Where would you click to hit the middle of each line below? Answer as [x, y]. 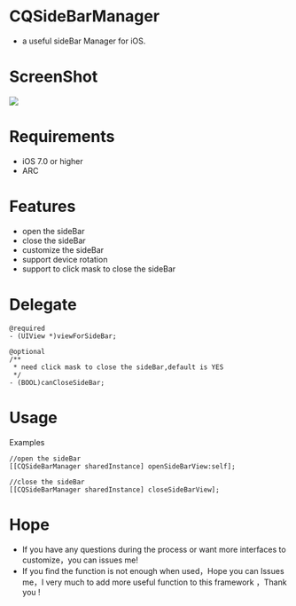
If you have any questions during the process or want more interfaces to [154, 549]
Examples [27, 442]
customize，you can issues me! [80, 560]
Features [43, 207]
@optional [27, 351]
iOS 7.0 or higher [53, 161]
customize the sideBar [63, 249]
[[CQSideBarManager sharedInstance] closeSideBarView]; [114, 490]
